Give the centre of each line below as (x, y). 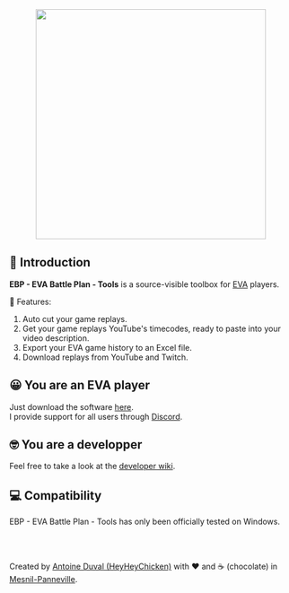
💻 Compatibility (56, 496)
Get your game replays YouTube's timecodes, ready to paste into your (151, 328)
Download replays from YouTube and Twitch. (105, 357)
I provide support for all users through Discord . (96, 416)
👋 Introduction (50, 262)
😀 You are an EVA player (80, 385)
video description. (56, 338)
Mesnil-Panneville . (44, 580)
